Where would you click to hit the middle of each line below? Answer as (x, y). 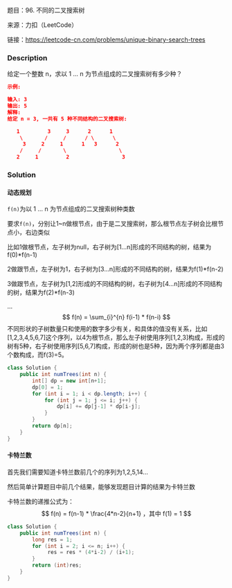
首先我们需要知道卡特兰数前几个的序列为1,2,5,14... (78, 472)
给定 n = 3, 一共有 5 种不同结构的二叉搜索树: (67, 119)
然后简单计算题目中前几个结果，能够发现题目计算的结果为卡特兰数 (101, 486)
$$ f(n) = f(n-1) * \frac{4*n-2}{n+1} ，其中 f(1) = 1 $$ (116, 513)
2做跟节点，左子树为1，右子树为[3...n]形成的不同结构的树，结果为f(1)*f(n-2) (115, 269)
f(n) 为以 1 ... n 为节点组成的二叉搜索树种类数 (71, 209)
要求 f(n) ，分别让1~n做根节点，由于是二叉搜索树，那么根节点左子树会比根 (113, 224)
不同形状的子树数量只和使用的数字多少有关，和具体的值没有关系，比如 (107, 329)
